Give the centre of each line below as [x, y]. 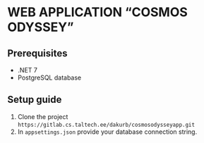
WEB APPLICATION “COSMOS [98, 12]
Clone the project [43, 116]
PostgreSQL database [49, 77]
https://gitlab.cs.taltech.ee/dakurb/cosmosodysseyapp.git [106, 125]
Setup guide [35, 100]
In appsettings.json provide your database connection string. [107, 132]
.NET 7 [27, 70]
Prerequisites [37, 53]
